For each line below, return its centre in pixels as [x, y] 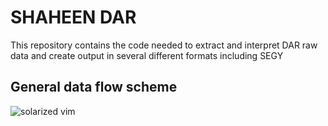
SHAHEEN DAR [73, 17]
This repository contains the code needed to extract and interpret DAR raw [164, 45]
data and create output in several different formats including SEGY [147, 55]
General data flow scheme [94, 87]
